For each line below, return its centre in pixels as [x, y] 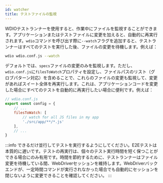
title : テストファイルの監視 [31, 14]
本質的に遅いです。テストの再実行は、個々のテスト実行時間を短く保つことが [81, 151]
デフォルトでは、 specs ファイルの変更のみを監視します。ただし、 [70, 66]
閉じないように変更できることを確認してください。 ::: [58, 176]
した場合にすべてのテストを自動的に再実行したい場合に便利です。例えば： [79, 90]
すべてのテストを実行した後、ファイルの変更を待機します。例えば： [90, 47]
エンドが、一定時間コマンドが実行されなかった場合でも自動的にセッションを [82, 169]
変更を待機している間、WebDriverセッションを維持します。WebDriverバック [81, 164]
